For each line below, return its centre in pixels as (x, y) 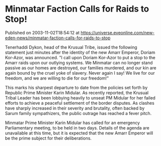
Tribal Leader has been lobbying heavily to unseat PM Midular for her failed (80, 97)
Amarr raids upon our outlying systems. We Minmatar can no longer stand (79, 63)
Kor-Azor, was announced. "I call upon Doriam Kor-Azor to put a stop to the (80, 57)
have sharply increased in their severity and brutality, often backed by (75, 108)
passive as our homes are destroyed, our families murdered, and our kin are (81, 68)
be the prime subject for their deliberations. (48, 138)
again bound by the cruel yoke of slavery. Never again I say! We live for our (80, 73)
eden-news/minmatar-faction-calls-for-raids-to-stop (58, 38)
